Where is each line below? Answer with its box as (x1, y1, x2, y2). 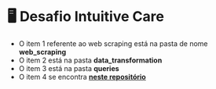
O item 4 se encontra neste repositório (18, 72, 146, 81)
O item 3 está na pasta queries (18, 63, 119, 73)
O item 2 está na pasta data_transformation (18, 55, 163, 65)
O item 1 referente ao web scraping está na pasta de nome (18, 38, 209, 48)
